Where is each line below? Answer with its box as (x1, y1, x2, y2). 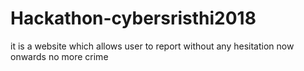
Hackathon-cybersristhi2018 (10, 7, 257, 30)
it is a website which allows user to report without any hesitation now (10, 40, 295, 52)
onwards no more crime (10, 50, 109, 62)
